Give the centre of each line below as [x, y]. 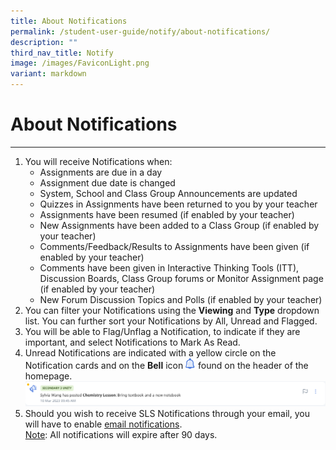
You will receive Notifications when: [98, 161]
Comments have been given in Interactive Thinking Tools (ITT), [169, 267]
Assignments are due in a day [101, 172]
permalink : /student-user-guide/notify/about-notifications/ [140, 31]
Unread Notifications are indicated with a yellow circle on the [150, 352]
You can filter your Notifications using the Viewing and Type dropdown [172, 310]
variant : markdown [48, 74]
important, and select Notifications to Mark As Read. [132, 342]
